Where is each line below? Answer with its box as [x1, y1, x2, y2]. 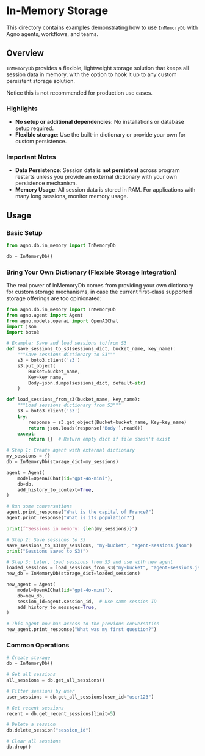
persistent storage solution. [6, 77, 75, 84]
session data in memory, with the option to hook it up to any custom [6, 71, 177, 78]
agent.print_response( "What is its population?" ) [6, 515, 135, 521]
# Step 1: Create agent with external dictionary [6, 447, 135, 453]
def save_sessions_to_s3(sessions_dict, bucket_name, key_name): [6, 346, 176, 352]
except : [17, 431, 37, 437]
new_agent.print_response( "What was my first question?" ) [6, 627, 157, 633]
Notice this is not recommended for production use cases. [6, 89, 153, 96]
